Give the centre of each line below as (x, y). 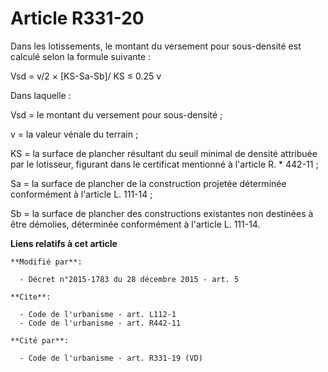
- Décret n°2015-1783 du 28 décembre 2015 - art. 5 (129, 279)
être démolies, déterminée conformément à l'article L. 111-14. (135, 224)
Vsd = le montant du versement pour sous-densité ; (116, 114)
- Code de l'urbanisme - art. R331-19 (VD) (111, 358)
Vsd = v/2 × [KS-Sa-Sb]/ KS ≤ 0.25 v (86, 76)
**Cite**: (31, 297)
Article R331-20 (77, 18)
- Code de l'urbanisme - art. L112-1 (98, 314)
